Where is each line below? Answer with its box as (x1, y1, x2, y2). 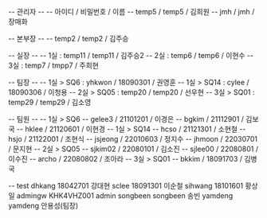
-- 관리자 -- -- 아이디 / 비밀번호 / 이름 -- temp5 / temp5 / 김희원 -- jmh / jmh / (8, 7, 255, 16)
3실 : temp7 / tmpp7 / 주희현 (8, 60, 100, 70)
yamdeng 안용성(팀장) (8, 201, 79, 210)
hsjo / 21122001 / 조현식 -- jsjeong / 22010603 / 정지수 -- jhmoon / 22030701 (8, 134, 257, 143)
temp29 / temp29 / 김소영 (8, 98, 92, 107)
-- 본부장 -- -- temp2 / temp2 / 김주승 (8, 34, 129, 43)
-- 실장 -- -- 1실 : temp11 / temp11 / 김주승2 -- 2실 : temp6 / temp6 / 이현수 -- (8, 51, 253, 60)
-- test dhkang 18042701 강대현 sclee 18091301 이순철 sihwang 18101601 (8, 181, 244, 190)
